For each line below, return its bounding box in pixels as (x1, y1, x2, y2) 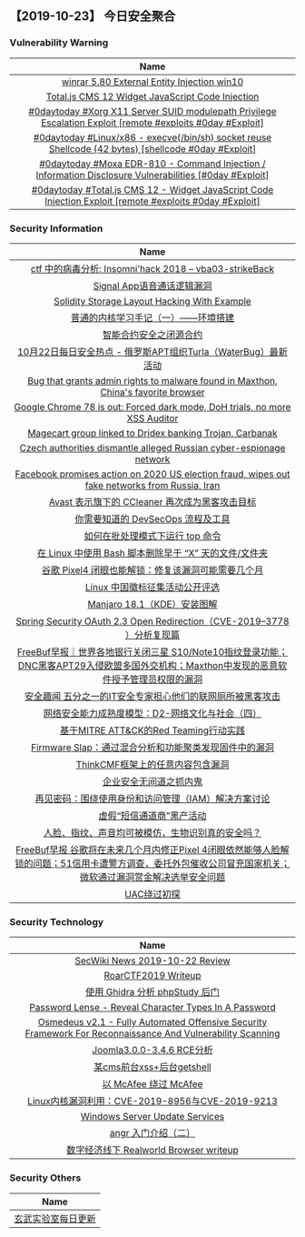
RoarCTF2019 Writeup (103, 970, 202, 982)
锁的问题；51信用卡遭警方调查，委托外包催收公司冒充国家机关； (15, 857, 290, 870)
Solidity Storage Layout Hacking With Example (54, 295, 251, 307)
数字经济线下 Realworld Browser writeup (66, 1144, 239, 1157)
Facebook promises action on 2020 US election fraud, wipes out (15, 468, 290, 480)
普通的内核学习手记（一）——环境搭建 (70, 311, 234, 324)
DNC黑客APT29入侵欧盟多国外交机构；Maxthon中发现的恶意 (17, 659, 279, 671)
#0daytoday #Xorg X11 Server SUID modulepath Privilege (28, 105, 277, 117)
